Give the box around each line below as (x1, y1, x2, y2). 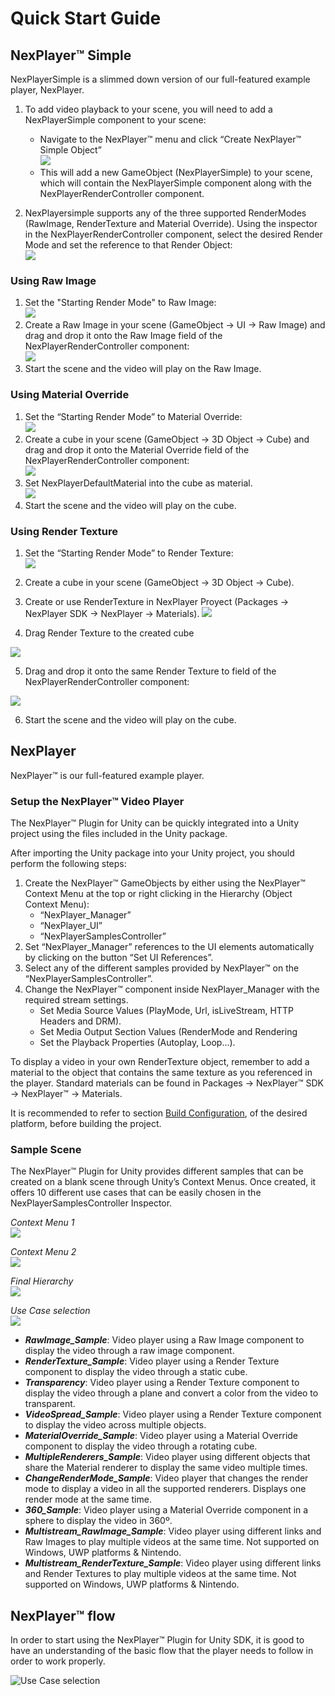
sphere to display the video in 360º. (24, 1515, 173, 1527)
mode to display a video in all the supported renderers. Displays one (24, 1483, 307, 1495)
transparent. (24, 1398, 76, 1410)
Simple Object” (39, 144, 102, 156)
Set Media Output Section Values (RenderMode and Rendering (39, 1026, 298, 1037)
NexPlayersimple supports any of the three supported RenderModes (24, 207, 307, 219)
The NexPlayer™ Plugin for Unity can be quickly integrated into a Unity (10, 817, 300, 829)
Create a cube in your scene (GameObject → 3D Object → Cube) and (24, 433, 310, 445)
